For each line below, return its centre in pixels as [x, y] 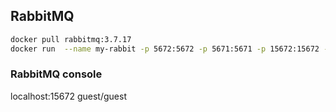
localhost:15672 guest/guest [68, 96]
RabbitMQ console [56, 74]
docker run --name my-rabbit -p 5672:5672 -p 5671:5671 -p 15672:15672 [165, 49]
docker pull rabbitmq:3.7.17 [71, 39]
